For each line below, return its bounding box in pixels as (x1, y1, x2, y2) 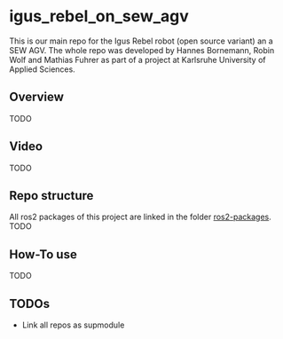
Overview (9, 90, 65, 105)
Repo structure (9, 188, 94, 203)
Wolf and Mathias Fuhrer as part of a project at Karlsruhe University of (9, 54, 266, 65)
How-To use (9, 247, 77, 262)
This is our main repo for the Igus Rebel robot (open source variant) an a (9, 35, 273, 46)
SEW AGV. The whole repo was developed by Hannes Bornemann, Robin (9, 44, 275, 55)
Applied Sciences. (9, 64, 75, 75)
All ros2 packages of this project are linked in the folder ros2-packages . (9, 211, 272, 223)
